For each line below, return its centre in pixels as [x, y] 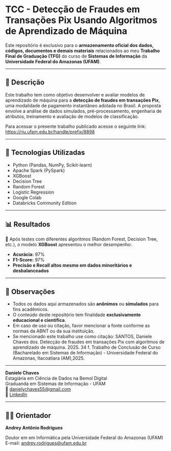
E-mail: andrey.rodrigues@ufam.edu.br [46, 443]
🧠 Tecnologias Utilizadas [45, 152]
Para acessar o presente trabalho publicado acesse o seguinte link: [76, 126]
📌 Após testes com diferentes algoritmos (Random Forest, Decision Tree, [81, 239]
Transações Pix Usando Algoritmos [81, 20]
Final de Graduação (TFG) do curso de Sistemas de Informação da [76, 56]
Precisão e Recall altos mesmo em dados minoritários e [72, 265]
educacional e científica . [39, 320]
